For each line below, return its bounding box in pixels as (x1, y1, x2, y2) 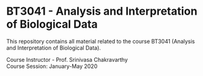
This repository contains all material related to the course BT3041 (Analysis (6, 37, 195, 45)
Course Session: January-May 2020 (6, 63, 98, 70)
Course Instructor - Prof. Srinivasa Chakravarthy (6, 56, 128, 63)
